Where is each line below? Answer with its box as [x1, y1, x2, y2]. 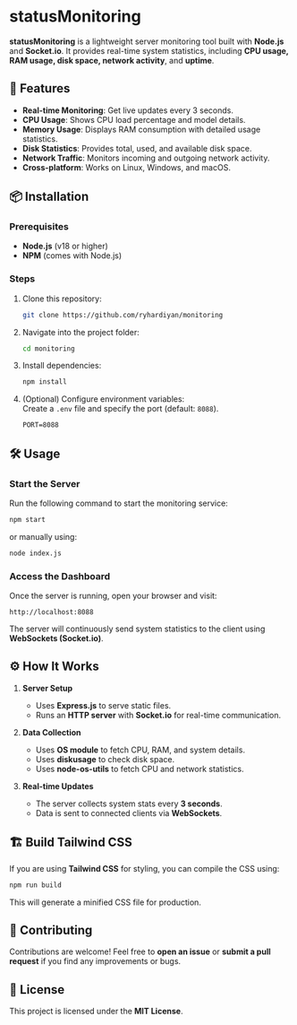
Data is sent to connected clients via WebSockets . [35, 807, 223, 818]
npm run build [9, 881, 63, 890]
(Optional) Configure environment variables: [21, 394, 185, 404]
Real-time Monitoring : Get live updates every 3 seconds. [21, 105, 234, 116]
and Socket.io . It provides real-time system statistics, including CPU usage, [9, 45, 289, 56]
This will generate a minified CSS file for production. [9, 897, 201, 908]
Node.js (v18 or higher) [21, 240, 109, 252]
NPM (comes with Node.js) [21, 250, 123, 261]
